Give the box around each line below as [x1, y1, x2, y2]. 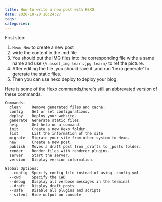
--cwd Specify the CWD [9, 175, 66, 180]
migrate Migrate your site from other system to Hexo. [9, 135, 130, 141]
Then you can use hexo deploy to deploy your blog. [12, 76, 118, 82]
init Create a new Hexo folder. [9, 127, 88, 132]
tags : [5, 16, 16, 21]
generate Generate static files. [9, 118, 81, 123]
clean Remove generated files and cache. [9, 105, 106, 110]
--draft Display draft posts [9, 184, 75, 189]
